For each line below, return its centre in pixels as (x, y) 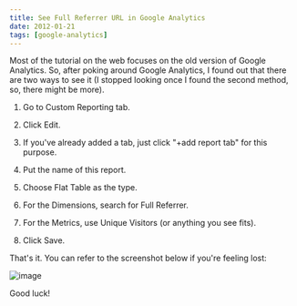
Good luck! (30, 293)
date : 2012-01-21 (42, 26)
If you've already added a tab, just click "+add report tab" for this (145, 143)
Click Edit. (41, 125)
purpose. (40, 152)
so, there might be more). (57, 90)
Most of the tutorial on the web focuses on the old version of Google (138, 61)
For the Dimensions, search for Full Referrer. (106, 205)
